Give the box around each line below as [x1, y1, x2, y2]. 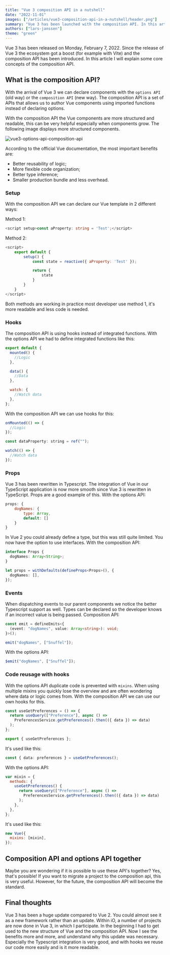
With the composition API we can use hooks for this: [5, 411, 114, 417]
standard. [5, 884, 25, 890]
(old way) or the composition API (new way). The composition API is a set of [5, 94, 164, 100]
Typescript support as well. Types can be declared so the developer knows [5, 606, 162, 612]
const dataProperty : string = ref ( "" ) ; [5, 439, 90, 444]
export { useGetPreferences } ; [5, 736, 71, 741]
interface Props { [5, 549, 44, 554]
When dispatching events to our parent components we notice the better [5, 601, 157, 607]
